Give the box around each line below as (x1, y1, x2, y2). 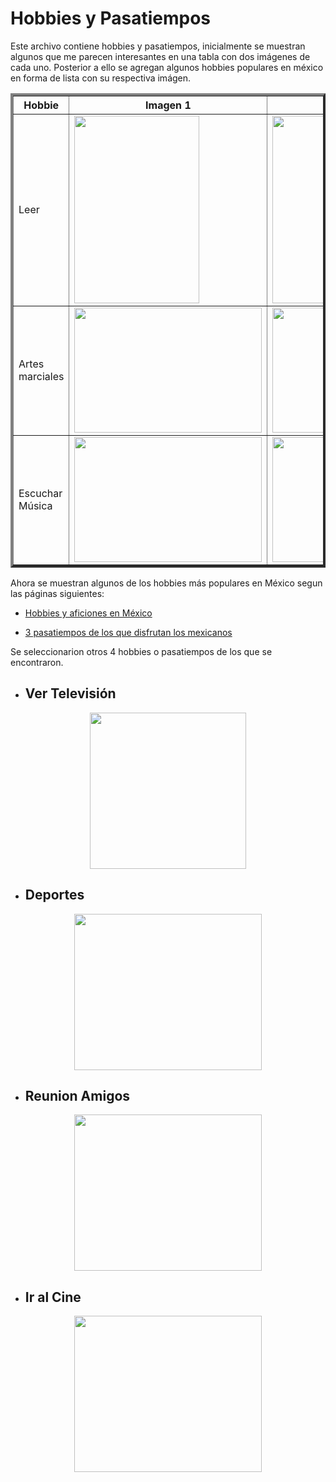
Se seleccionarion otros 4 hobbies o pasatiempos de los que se (10, 645, 273, 657)
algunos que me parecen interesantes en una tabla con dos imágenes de (10, 50, 311, 62)
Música (18, 498, 53, 512)
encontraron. (10, 656, 64, 668)
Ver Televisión (24, 685, 117, 702)
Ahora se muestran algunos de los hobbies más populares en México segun (10, 577, 323, 589)
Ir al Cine (24, 1288, 82, 1306)
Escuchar (18, 486, 63, 500)
